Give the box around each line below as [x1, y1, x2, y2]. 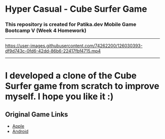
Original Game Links [5, 111, 68, 119]
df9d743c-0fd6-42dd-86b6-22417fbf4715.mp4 [5, 48, 101, 54]
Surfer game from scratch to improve [5, 80, 160, 91]
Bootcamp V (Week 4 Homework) [5, 27, 87, 34]
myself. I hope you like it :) [5, 91, 114, 102]
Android [12, 129, 28, 135]
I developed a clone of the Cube [5, 70, 137, 81]
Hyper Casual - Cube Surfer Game [5, 3, 147, 15]
